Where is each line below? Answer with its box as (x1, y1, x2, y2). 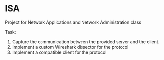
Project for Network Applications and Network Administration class (5, 19, 142, 25)
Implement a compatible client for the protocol (12, 49, 107, 55)
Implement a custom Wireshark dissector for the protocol (12, 44, 129, 50)
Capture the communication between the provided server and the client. (12, 38, 160, 45)
